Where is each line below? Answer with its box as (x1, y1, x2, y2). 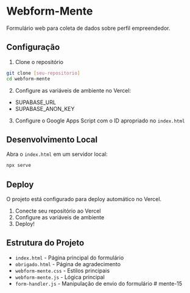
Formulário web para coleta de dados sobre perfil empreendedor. (6, 24, 171, 32)
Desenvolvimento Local (6, 134, 98, 144)
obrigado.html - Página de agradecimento (15, 260, 121, 267)
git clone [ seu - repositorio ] (6, 70, 80, 76)
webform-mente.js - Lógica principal (15, 273, 105, 281)
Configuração (6, 42, 60, 52)
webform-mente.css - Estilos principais (15, 267, 110, 274)
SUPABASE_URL (15, 99, 57, 106)
